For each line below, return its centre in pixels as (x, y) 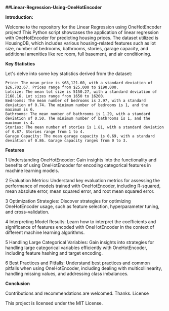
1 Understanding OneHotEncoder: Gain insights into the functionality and (81, 160)
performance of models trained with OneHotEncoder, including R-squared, (83, 186)
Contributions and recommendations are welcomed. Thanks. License (77, 293)
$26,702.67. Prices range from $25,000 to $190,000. (62, 87)
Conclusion (18, 283)
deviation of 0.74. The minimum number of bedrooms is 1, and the (77, 105)
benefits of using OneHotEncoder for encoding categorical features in (78, 165)
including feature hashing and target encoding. (54, 253)
